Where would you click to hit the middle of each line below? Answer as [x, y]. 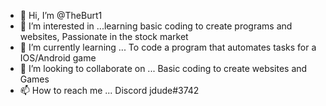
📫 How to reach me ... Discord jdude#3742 [109, 90]
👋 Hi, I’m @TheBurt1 [61, 15]
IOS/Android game [58, 58]
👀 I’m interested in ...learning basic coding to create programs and [156, 26]
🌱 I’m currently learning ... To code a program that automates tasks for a [168, 47]
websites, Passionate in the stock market [104, 36]
